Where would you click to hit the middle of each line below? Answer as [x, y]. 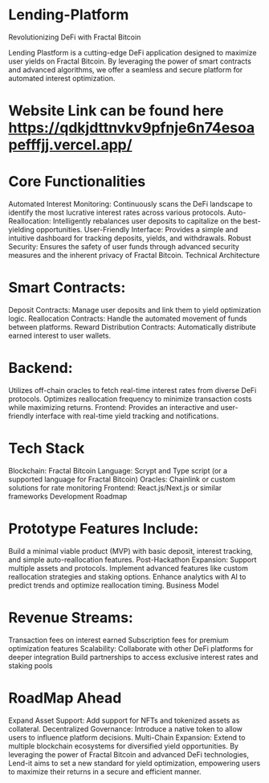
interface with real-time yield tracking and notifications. [127, 416]
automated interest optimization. [62, 78]
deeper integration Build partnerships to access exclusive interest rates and [133, 657]
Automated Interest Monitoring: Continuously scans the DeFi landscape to [130, 204]
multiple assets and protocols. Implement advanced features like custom [128, 568]
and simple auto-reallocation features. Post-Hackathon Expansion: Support [132, 560]
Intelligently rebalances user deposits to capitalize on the [147, 221]
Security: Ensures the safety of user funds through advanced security [124, 247]
